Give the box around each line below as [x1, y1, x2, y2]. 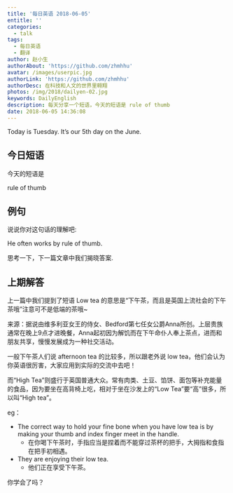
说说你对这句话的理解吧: [7, 225, 77, 234]
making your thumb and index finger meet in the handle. [17, 430, 180, 438]
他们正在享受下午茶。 [27, 464, 90, 472]
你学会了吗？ [7, 478, 44, 487]
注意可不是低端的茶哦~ [22, 305, 88, 313]
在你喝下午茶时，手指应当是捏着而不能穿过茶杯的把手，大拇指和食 [27, 438, 218, 447]
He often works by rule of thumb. [7, 239, 103, 248]
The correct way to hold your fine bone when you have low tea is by [17, 422, 214, 431]
